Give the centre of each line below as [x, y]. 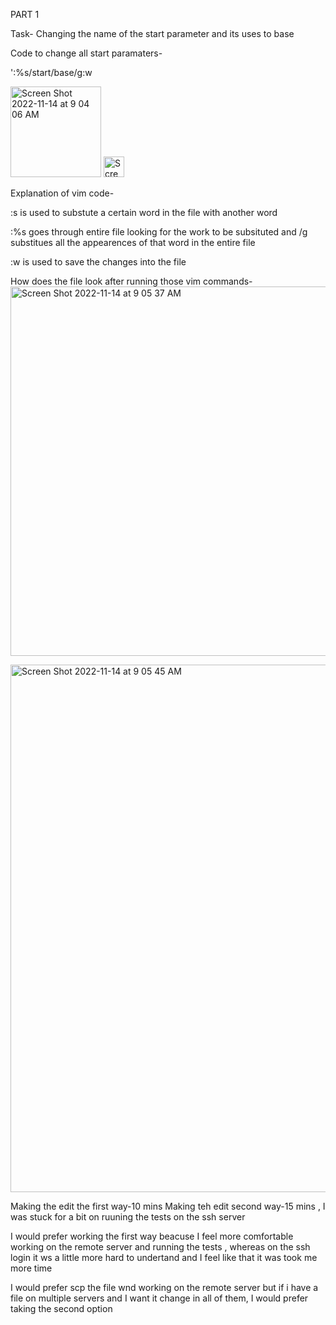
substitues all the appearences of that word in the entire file [133, 242]
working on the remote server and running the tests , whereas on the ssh [160, 1247]
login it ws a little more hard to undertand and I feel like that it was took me [164, 1257]
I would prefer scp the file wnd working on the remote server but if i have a [164, 1287]
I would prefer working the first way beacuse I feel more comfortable [152, 1236]
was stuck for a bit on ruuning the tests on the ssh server [128, 1217]
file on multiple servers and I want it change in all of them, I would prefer [159, 1298]
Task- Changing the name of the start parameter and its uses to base [152, 33]
